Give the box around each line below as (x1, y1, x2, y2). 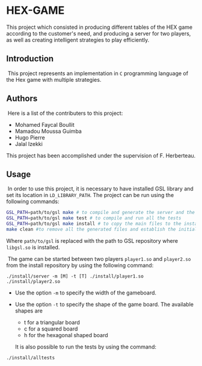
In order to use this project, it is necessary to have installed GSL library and (7, 185, 194, 192)
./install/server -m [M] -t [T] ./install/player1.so (6, 273, 144, 279)
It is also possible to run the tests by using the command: (14, 343, 157, 350)
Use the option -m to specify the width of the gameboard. (14, 289, 157, 296)
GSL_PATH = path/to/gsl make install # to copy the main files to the (6, 221, 182, 227)
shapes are (14, 307, 43, 314)
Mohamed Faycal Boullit (14, 121, 75, 128)
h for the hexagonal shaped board (23, 331, 108, 338)
